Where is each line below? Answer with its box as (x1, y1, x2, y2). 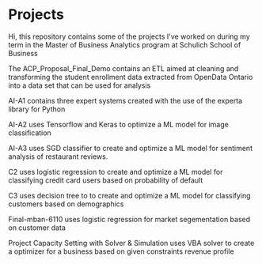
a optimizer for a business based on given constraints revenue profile (8, 247, 235, 256)
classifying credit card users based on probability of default (8, 175, 203, 185)
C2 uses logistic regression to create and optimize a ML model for (8, 167, 223, 176)
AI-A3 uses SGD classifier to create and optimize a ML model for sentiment (8, 143, 253, 153)
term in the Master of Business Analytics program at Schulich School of (8, 40, 241, 49)
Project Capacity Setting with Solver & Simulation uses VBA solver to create (8, 238, 255, 247)
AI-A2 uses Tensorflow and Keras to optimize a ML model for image (8, 119, 230, 129)
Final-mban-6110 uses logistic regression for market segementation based (8, 214, 251, 224)
